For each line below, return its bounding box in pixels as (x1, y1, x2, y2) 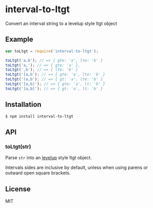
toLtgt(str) (5, 143, 31, 150)
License (5, 185, 31, 193)
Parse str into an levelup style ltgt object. (5, 155, 92, 161)
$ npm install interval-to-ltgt (5, 113, 73, 119)
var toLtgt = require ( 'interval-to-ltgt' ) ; (5, 48, 99, 54)
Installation (5, 100, 42, 109)
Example (5, 35, 33, 44)
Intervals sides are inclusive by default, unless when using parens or (5, 164, 148, 171)
